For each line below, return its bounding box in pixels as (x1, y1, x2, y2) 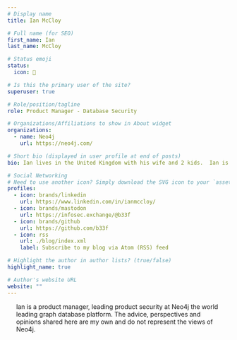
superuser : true (7, 88, 55, 95)
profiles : (7, 185, 37, 192)
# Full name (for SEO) (7, 30, 74, 37)
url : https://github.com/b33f (20, 224, 109, 232)
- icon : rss (13, 231, 49, 238)
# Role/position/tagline (7, 100, 80, 108)
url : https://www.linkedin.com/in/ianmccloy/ (20, 199, 157, 206)
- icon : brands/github (13, 218, 80, 225)
